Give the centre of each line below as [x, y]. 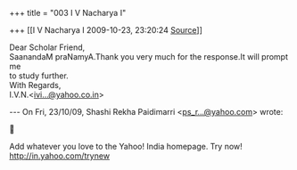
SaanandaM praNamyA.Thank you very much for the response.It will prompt [148, 57]
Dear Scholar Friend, [47, 47]
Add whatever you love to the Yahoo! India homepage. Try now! [126, 146]
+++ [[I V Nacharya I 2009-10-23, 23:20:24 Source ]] [106, 30]
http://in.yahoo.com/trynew [59, 156]
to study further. [39, 76]
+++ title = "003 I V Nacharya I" [68, 13]
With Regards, [35, 85]
